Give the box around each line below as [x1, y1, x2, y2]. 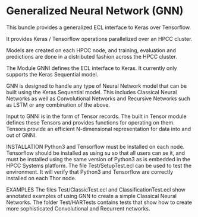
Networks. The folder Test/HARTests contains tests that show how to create [6, 199, 192, 206]
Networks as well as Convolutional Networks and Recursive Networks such [6, 95, 190, 102]
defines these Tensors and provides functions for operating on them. [6, 119, 175, 126]
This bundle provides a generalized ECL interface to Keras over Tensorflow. [6, 24, 191, 31]
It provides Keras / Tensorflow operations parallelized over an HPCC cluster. [6, 35, 193, 42]
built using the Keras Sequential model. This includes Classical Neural [6, 88, 177, 95]
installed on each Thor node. [6, 174, 77, 181]
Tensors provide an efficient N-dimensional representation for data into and [6, 125, 191, 132]
